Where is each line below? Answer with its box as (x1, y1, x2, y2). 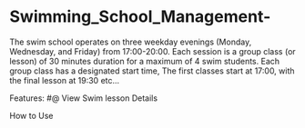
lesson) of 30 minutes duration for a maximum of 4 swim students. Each (9, 55, 280, 66)
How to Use (9, 110, 54, 121)
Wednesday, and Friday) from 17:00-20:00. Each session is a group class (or (9, 45, 296, 56)
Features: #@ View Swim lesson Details (9, 93, 158, 103)
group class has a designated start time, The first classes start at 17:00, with (9, 65, 295, 76)
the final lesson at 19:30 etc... (9, 74, 120, 85)
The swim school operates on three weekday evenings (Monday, (9, 36, 252, 47)
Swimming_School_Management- (9, 6, 271, 27)
